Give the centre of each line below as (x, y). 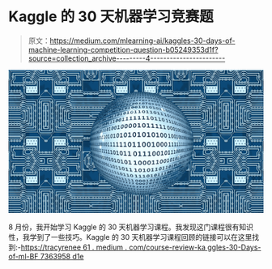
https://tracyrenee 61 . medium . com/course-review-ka (113, 247)
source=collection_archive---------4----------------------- (127, 58)
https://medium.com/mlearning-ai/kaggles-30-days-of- (142, 41)
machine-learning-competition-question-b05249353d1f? (123, 49)
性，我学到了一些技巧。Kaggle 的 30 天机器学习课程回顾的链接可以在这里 (130, 237)
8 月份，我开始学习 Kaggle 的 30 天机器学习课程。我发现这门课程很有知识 (131, 227)
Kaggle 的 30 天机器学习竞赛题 (111, 17)
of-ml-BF (23, 257)
